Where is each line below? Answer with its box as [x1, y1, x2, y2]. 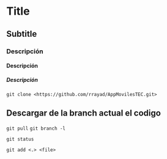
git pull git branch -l [6, 125, 66, 131]
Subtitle [6, 29, 37, 39]
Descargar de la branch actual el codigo [6, 108, 161, 119]
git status [6, 136, 34, 142]
